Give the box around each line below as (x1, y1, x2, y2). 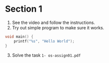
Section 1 (5, 3, 43, 15)
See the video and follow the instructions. (12, 20, 95, 25)
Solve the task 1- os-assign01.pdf (12, 52, 81, 58)
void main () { (5, 34, 34, 39)
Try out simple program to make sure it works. (12, 24, 104, 30)
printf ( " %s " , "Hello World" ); (14, 39, 75, 43)
